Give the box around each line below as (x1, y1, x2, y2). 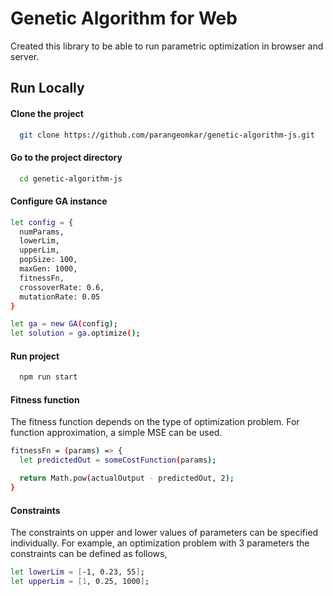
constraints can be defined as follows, (10, 548, 168, 560)
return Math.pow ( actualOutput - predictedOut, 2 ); (19, 473, 235, 484)
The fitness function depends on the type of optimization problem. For (10, 416, 300, 428)
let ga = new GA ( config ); (10, 319, 118, 329)
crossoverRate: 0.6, (19, 282, 105, 292)
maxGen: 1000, (19, 264, 78, 274)
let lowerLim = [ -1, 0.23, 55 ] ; (10, 567, 145, 577)
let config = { (10, 217, 74, 227)
